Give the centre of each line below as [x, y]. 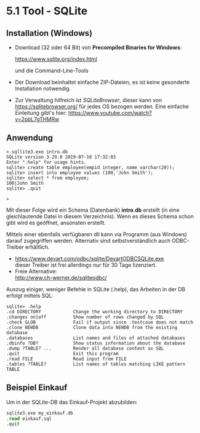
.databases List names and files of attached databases [96, 338]
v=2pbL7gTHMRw [37, 119]
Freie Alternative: [36, 271]
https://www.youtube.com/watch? [110, 113]
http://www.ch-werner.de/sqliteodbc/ [61, 278]
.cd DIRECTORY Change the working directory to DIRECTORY [95, 312]
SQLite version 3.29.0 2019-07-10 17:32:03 [61, 157]
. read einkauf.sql [29, 419]
